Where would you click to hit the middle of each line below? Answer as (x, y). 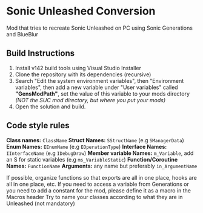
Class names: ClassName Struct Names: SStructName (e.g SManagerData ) (95, 140)
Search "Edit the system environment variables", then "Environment (99, 80)
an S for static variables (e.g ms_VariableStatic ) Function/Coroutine (92, 159)
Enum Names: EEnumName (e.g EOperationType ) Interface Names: (87, 146)
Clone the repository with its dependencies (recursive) (83, 74)
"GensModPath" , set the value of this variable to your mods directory (102, 93)
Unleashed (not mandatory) (41, 203)
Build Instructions (41, 54)
